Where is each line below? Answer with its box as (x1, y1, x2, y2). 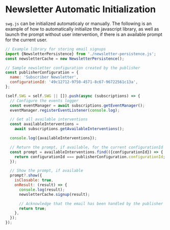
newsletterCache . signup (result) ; (18, 192, 90, 197)
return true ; (18, 206, 47, 211)
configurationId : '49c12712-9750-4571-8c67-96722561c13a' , (10, 80, 138, 85)
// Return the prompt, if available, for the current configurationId (10, 144, 163, 150)
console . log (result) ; (18, 187, 65, 192)
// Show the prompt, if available (10, 168, 83, 173)
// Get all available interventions (10, 117, 88, 122)
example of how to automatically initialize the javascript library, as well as (5, 25, 159, 32)
